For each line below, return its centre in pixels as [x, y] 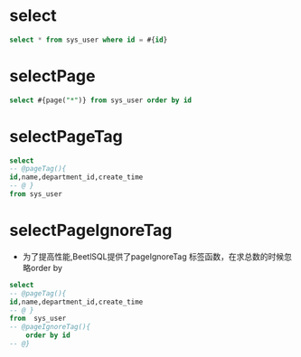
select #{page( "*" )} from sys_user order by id [101, 100]
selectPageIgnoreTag [91, 230]
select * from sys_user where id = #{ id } [89, 40]
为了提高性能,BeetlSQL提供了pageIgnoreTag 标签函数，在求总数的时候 [153, 256]
